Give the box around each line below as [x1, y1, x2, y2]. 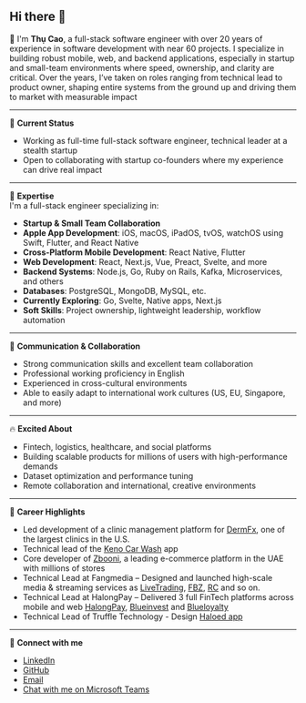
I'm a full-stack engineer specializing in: [9, 199, 159, 210]
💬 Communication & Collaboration [9, 341, 141, 351]
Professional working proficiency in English [22, 368, 185, 379]
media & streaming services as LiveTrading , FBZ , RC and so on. [22, 582, 261, 593]
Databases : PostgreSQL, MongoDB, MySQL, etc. [22, 285, 207, 296]
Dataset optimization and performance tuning [22, 470, 194, 481]
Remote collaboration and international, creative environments [22, 480, 257, 491]
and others [22, 275, 64, 287]
